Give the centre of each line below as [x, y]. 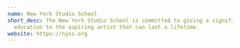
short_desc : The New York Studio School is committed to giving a [108, 20]
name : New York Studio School [52, 14]
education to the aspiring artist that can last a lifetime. [107, 27]
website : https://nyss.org [47, 34]
